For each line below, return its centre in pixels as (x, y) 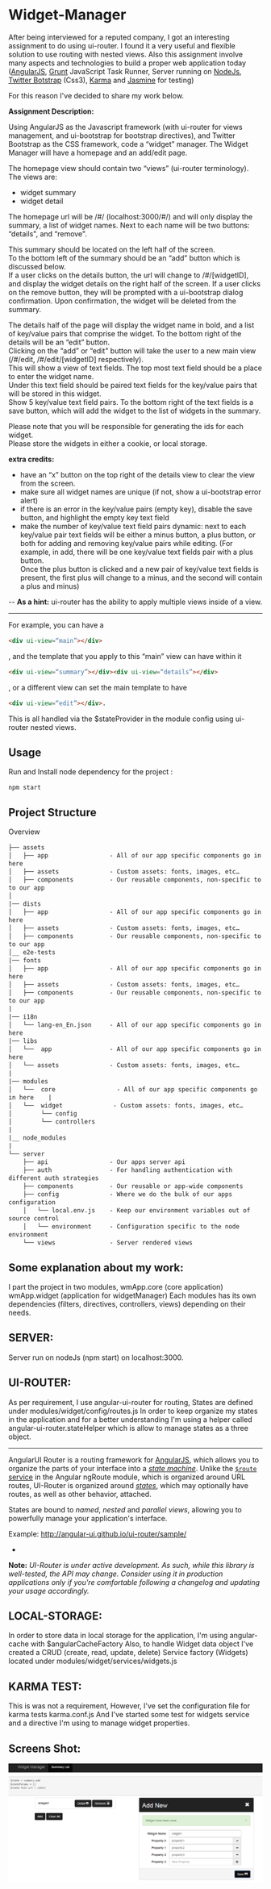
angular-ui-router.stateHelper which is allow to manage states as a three (128, 1428)
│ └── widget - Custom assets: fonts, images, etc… (126, 1106)
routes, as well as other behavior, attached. (80, 1494)
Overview (24, 832)
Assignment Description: (51, 111)
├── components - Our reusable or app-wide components (133, 1186)
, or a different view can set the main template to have (98, 687)
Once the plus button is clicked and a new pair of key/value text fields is (140, 569)
